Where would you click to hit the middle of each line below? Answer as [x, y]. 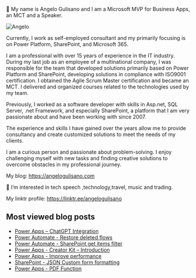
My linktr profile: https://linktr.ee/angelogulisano [64, 199]
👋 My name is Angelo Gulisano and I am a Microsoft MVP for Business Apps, [98, 9]
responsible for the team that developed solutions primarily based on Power [97, 68]
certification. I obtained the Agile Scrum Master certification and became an [97, 80]
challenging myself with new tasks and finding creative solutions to [87, 158]
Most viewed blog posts [51, 217]
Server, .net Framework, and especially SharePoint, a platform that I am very [98, 111]
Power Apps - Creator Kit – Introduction [62, 250]
